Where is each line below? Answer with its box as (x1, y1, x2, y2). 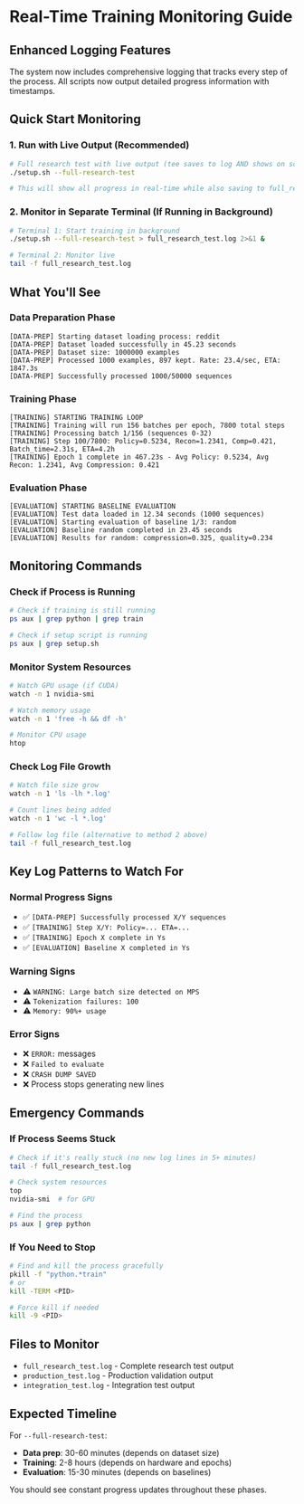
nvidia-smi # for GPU (9, 1195, 95, 1204)
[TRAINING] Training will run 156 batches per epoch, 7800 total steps (9, 421, 285, 431)
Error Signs (9, 1027, 61, 1040)
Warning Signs (9, 966, 76, 978)
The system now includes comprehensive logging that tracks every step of (9, 66, 288, 77)
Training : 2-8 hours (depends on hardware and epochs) (22, 1457, 233, 1468)
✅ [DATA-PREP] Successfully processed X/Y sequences (22, 911, 227, 922)
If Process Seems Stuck (9, 1133, 116, 1146)
